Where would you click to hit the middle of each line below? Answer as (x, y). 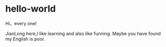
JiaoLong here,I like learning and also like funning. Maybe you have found (83, 33)
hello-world (31, 9)
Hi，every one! (21, 23)
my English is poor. (25, 39)
